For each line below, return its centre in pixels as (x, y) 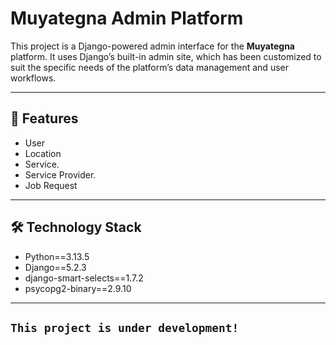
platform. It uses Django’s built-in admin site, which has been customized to (166, 56)
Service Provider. (60, 174)
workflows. (33, 78)
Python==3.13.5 (57, 256)
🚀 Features (44, 118)
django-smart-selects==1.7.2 (84, 278)
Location (43, 153)
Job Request (51, 185)
